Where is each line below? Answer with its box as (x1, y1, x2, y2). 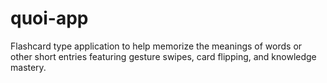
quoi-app (10, 7, 89, 30)
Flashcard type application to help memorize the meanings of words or (10, 40, 303, 52)
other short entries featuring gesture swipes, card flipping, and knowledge (10, 50, 317, 62)
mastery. (10, 61, 47, 73)
